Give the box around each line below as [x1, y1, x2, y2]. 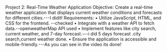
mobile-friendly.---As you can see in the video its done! [5, 41, 122, 47]
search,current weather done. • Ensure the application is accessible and [5, 36, 156, 42]
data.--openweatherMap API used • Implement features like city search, [5, 25, 156, 31]
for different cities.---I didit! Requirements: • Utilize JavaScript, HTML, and [5, 15, 161, 20]
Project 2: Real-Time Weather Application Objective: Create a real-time [5, 4, 153, 10]
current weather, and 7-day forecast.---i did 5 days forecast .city [5, 31, 141, 36]
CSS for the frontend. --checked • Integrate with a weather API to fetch [5, 20, 155, 26]
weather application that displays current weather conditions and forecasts [5, 9, 162, 15]
